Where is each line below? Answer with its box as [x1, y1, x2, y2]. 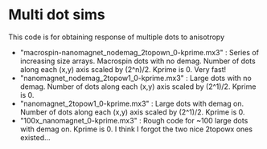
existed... [19, 132, 51, 142]
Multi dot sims [8, 6, 106, 24]
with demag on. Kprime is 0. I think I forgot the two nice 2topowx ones [19, 124, 253, 134]
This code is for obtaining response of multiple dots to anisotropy [8, 32, 225, 42]
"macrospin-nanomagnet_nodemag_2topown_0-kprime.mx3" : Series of [19, 47, 260, 57]
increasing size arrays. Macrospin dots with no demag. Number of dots [19, 56, 256, 66]
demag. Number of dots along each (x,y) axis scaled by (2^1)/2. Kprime [19, 82, 257, 91]
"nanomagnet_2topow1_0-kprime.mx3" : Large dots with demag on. [19, 99, 244, 108]
